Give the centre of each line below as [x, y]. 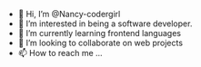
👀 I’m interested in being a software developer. [105, 24]
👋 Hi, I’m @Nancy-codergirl [69, 14]
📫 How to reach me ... [60, 53]
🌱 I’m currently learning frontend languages [100, 33]
